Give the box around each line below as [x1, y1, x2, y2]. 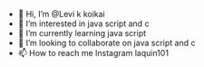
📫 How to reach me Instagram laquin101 [17, 48, 170, 58]
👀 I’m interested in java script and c [17, 18, 150, 29]
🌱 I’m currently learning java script [17, 28, 147, 38]
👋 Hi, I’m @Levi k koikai [17, 9, 106, 19]
